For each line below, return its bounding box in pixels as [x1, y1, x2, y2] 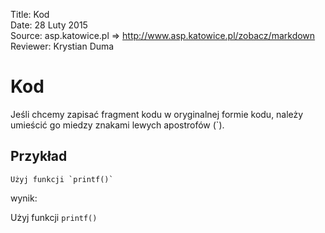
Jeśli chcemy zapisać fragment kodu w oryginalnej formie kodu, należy [10, 108, 304, 120]
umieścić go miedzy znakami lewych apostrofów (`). [10, 119, 225, 131]
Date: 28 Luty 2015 [10, 19, 88, 31]
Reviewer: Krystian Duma [10, 40, 115, 52]
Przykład [10, 148, 68, 165]
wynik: [10, 192, 38, 204]
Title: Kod [10, 9, 50, 20]
